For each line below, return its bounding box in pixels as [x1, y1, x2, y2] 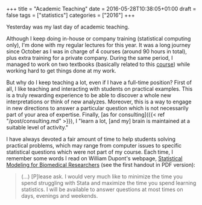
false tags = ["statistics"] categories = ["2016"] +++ [6, 11, 135, 19]
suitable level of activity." [6, 124, 69, 131]
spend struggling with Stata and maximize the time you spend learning [21, 180, 197, 186]
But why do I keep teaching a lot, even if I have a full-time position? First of [6, 79, 192, 86]
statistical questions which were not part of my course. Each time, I [6, 148, 173, 155]
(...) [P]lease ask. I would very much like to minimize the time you [21, 173, 183, 180]
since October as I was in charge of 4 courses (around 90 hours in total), [6, 48, 187, 55]
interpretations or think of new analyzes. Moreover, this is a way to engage [6, 98, 192, 105]
